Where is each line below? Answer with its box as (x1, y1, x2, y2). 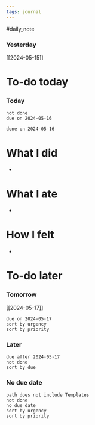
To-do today (6, 75, 69, 89)
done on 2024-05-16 (6, 126, 55, 132)
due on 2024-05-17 (6, 315, 52, 322)
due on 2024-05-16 (6, 116, 52, 122)
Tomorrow (6, 290, 37, 299)
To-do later (6, 269, 63, 283)
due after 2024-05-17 (6, 354, 60, 360)
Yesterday (6, 40, 37, 49)
